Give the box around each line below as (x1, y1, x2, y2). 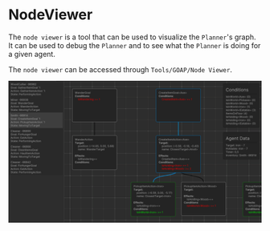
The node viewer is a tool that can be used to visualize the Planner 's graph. (8, 32, 256, 42)
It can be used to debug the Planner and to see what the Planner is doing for (8, 40, 261, 50)
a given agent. (8, 49, 56, 59)
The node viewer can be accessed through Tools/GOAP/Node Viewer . (8, 64, 233, 74)
